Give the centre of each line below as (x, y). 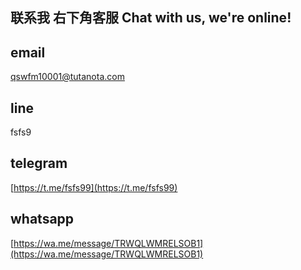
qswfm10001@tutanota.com (67, 77)
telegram (39, 163)
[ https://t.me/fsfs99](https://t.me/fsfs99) (94, 187)
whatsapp (42, 219)
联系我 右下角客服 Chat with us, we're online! (151, 18)
